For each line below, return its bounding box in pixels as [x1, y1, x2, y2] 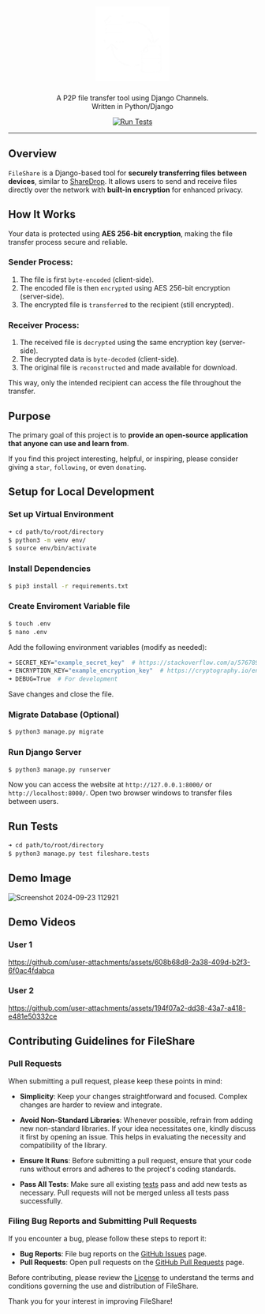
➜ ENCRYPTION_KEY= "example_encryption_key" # [8, 666, 164, 675]
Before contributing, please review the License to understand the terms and [8, 1272, 254, 1282]
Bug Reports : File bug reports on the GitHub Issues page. [19, 1248, 207, 1258]
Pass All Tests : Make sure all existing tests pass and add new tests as [19, 1179, 248, 1188]
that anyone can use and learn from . [8, 438, 129, 448]
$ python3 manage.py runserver [8, 765, 111, 774]
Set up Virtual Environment [8, 509, 114, 520]
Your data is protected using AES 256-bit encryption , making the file [8, 228, 233, 238]
